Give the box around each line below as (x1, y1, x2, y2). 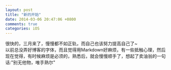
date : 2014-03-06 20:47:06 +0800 (5, 17, 76, 22)
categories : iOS (5, 26, 40, 31)
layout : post (5, 7, 33, 13)
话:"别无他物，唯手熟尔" (5, 59, 56, 65)
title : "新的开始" (5, 12, 42, 17)
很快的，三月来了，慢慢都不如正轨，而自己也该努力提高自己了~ (5, 41, 138, 47)
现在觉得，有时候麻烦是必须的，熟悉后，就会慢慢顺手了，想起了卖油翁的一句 (5, 53, 166, 59)
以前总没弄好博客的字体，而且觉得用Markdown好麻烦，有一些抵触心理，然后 (5, 47, 166, 53)
